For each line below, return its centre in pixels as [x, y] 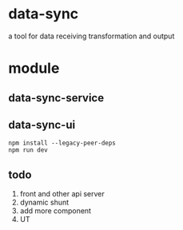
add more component [56, 211]
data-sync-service [56, 98]
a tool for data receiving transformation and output [91, 36]
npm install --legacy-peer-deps [62, 143]
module [34, 68]
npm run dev [28, 150]
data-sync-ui [42, 125]
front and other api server [62, 194]
